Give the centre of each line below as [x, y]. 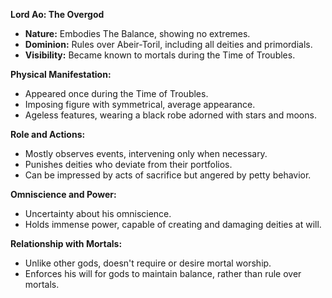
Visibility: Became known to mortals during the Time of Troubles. [160, 55]
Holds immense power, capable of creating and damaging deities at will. [173, 224]
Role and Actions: [48, 134]
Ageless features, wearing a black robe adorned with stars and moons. [170, 115]
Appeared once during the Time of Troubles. [116, 93]
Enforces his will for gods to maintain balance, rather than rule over [163, 273]
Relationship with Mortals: [66, 243]
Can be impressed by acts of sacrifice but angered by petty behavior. [168, 175]
